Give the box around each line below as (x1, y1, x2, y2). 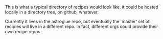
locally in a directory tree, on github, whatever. (5, 9, 99, 15)
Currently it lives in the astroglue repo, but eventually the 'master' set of (5, 19, 150, 24)
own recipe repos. (5, 29, 42, 34)
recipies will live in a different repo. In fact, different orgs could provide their (5, 24, 158, 29)
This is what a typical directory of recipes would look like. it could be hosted (5, 4, 159, 10)
